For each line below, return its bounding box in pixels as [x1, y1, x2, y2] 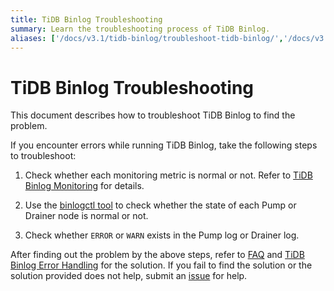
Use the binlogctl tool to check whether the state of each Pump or [24, 199, 297, 211]
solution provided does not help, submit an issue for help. [10, 270, 248, 282]
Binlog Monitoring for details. [24, 180, 145, 192]
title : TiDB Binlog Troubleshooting [10, 14, 163, 25]
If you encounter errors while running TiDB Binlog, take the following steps [10, 139, 318, 151]
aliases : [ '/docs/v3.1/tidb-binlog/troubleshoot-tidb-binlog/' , [10, 33, 284, 43]
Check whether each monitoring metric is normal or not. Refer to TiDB [24, 169, 313, 181]
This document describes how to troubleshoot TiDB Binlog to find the [10, 109, 296, 121]
